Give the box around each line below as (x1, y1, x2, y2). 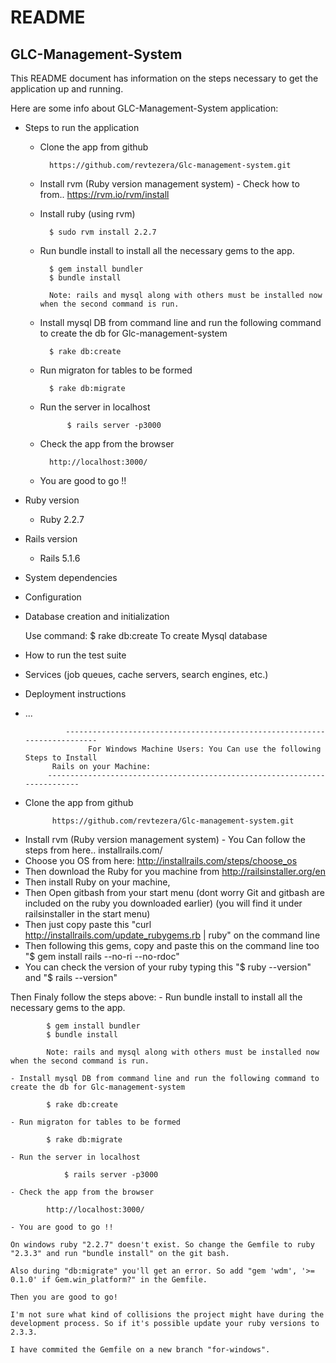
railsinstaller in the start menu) (24, 908, 151, 920)
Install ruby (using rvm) (39, 208, 136, 220)
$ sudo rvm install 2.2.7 (48, 227, 157, 237)
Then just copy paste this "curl (24, 919, 152, 930)
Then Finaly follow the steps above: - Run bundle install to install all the (10, 991, 303, 1003)
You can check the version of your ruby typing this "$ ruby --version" (24, 961, 312, 973)
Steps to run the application (24, 122, 140, 133)
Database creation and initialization (24, 611, 170, 622)
